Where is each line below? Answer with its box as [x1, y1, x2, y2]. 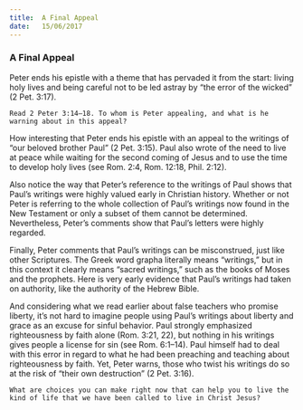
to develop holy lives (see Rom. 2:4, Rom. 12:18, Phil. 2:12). [9, 161, 228, 172]
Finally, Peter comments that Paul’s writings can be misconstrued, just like [9, 244, 285, 255]
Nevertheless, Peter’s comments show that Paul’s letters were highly [9, 217, 264, 228]
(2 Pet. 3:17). [9, 91, 57, 102]
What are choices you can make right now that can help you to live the [9, 386, 289, 395]
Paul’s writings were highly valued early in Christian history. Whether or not [9, 188, 289, 199]
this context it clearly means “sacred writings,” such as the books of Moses [9, 263, 290, 274]
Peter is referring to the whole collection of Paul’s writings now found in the [9, 198, 289, 209]
